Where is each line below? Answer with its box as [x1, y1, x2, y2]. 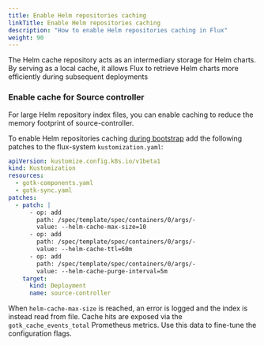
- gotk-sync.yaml [15, 186, 73, 194]
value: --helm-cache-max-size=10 [36, 223, 147, 231]
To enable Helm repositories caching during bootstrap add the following [8, 134, 243, 143]
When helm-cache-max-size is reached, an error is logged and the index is [8, 303, 248, 313]
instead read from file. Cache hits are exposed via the [8, 312, 183, 322]
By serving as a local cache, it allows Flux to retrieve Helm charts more [8, 64, 239, 73]
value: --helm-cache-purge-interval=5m [36, 267, 168, 275]
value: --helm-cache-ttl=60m [36, 246, 133, 254]
